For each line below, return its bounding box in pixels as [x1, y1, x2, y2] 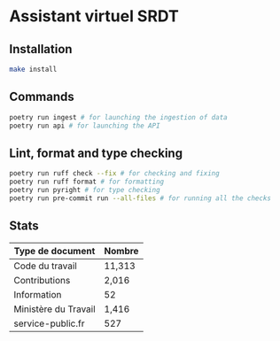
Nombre [104, 244, 139, 257]
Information [13, 288, 62, 300]
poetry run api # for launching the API [9, 121, 161, 130]
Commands [9, 89, 75, 105]
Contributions [13, 274, 71, 286]
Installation [9, 42, 73, 57]
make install [9, 65, 58, 74]
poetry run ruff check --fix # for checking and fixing [9, 169, 220, 178]
